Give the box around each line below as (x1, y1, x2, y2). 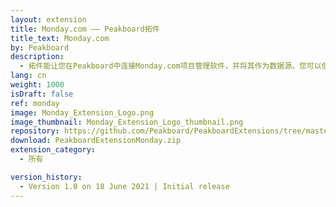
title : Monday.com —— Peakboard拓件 (10, 24, 160, 34)
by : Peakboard (10, 42, 70, 53)
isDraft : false (10, 89, 74, 99)
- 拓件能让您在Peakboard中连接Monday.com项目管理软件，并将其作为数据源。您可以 (19, 61, 322, 71)
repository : (10, 126, 60, 136)
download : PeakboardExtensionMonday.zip (10, 136, 182, 146)
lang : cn (10, 71, 47, 81)
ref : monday (10, 98, 60, 108)
